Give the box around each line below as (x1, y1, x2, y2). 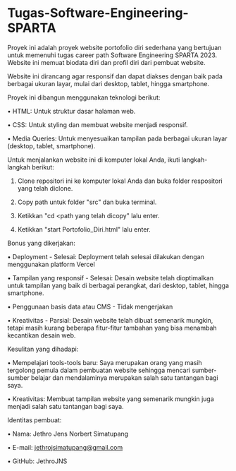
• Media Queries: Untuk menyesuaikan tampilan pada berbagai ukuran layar (7, 134, 228, 143)
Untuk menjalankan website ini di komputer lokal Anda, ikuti (7, 155, 180, 164)
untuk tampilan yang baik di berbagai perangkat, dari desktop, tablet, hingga (7, 281, 230, 290)
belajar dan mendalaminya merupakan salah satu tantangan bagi (30, 373, 218, 382)
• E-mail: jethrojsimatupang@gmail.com (7, 443, 123, 451)
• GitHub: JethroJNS (7, 457, 68, 465)
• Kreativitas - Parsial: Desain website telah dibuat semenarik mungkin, (7, 316, 213, 324)
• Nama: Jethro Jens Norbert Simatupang (7, 429, 129, 438)
